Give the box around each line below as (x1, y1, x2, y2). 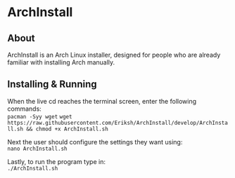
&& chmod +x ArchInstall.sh (25, 125, 109, 132)
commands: (7, 104, 42, 113)
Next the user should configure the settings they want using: (7, 137, 183, 146)
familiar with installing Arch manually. (7, 58, 115, 67)
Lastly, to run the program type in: (7, 157, 106, 165)
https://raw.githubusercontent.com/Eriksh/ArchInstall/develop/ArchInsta (7, 119, 229, 126)
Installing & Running (7, 78, 97, 90)
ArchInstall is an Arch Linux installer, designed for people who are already (7, 50, 221, 59)
